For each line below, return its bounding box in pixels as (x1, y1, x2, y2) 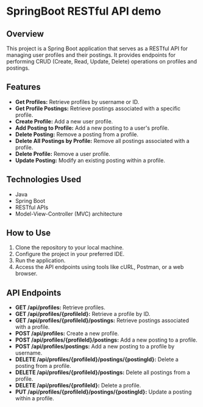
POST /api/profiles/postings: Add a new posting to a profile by (15, 343, 175, 350)
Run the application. (15, 257, 66, 264)
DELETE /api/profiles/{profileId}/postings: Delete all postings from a (15, 369, 190, 376)
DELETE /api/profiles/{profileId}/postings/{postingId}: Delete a (15, 356, 179, 363)
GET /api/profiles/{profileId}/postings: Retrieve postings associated (15, 317, 190, 324)
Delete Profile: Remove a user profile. (15, 150, 111, 157)
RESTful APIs (15, 204, 49, 211)
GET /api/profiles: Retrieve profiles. (15, 304, 105, 311)
